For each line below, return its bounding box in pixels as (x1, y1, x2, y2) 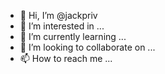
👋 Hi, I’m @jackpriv (19, 10, 98, 21)
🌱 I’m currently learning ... (19, 31, 127, 42)
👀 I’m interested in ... (19, 20, 105, 32)
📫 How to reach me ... (19, 53, 113, 64)
